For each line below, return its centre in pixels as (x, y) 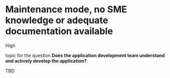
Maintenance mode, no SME (66, 9)
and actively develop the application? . (47, 61)
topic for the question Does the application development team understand (85, 55)
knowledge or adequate (57, 20)
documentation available (59, 31)
